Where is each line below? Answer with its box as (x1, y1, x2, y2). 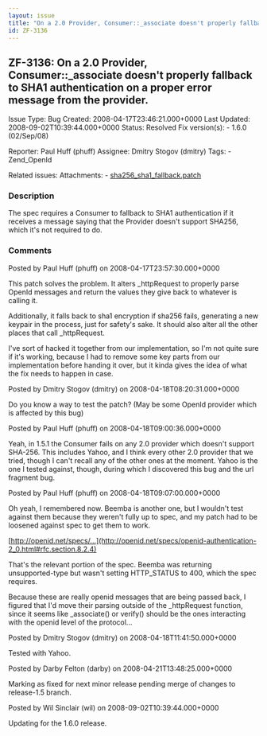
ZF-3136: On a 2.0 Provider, (8, 56, 148, 69)
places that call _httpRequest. (8, 328, 106, 337)
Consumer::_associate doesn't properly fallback (8, 68, 253, 82)
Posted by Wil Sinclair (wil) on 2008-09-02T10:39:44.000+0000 (8, 703, 219, 712)
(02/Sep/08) (8, 131, 49, 141)
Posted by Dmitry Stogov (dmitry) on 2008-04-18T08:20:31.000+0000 (8, 384, 240, 394)
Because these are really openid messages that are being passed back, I (8, 592, 246, 602)
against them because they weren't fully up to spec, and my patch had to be (8, 512, 258, 521)
